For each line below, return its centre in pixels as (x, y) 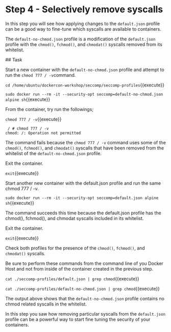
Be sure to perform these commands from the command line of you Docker (84, 263)
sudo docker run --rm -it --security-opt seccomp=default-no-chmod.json (84, 94)
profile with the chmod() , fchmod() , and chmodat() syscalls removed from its (84, 44)
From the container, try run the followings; (49, 109)
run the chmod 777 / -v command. (41, 75)
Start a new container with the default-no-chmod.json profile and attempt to (85, 70)
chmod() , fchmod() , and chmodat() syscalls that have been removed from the (85, 148)
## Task (14, 59)
